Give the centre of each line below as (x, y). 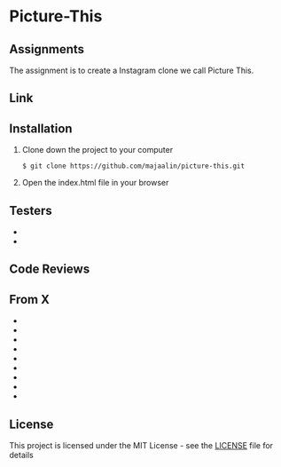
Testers (31, 210)
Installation (41, 128)
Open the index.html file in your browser (95, 183)
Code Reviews (50, 269)
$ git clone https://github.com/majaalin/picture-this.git (133, 166)
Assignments (47, 49)
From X (30, 299)
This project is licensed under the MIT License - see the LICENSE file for (141, 446)
